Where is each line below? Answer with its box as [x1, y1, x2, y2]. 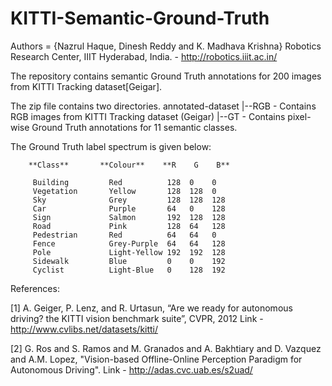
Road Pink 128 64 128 [32, 221, 226, 231]
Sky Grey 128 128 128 [32, 195, 226, 205]
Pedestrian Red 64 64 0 [32, 230, 217, 240]
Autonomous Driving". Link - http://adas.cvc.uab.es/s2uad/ [10, 363, 253, 376]
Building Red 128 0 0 [32, 177, 217, 187]
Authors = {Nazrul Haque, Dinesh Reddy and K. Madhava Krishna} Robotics [10, 40, 322, 52]
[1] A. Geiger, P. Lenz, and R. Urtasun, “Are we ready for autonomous [10, 302, 293, 314]
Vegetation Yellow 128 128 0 [32, 186, 217, 196]
